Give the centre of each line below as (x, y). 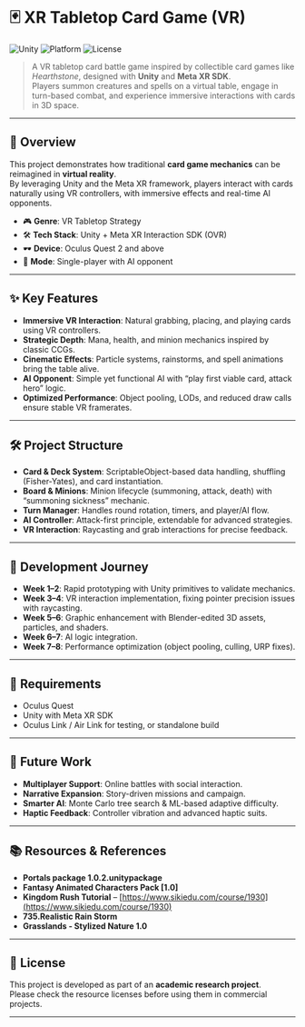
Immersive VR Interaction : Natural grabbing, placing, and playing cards (157, 320)
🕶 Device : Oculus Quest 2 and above (93, 248)
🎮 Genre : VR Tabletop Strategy (82, 221)
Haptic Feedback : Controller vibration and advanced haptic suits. (145, 813)
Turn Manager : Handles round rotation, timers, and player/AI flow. (146, 511)
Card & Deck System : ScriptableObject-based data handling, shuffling (154, 472)
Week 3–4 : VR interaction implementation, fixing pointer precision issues (158, 598)
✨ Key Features (54, 299)
